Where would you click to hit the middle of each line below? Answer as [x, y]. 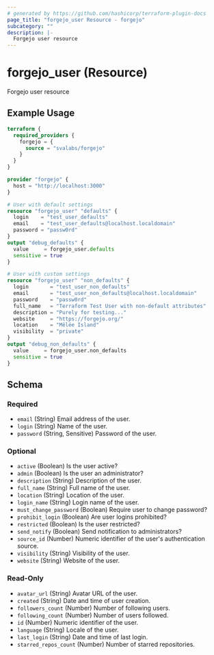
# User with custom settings [49, 274]
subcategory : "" [30, 26]
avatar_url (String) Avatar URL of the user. [77, 593]
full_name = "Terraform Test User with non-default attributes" [110, 306]
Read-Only [26, 578]
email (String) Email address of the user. [73, 419]
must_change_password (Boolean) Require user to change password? [112, 510]
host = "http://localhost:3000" [59, 185]
